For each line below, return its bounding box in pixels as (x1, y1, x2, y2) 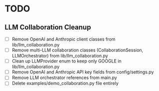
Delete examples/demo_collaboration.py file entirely (11, 80, 119, 86)
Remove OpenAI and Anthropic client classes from (11, 36, 116, 42)
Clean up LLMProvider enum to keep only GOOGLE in (11, 58, 122, 64)
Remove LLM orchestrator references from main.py (11, 74, 118, 80)
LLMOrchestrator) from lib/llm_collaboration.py (11, 53, 108, 59)
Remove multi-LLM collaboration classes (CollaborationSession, (11, 47, 144, 53)
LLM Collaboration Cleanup (4, 23, 91, 31)
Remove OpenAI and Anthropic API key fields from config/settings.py (11, 69, 154, 75)
